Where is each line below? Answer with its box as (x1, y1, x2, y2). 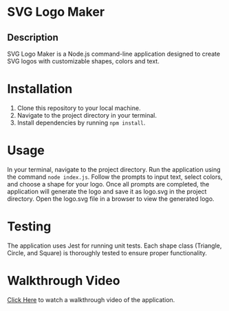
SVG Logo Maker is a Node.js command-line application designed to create (7, 50, 221, 58)
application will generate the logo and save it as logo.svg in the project (7, 187, 207, 195)
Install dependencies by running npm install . (17, 118, 146, 127)
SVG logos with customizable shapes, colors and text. (7, 57, 160, 65)
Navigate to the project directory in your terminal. (17, 111, 157, 119)
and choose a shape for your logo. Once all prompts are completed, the (7, 180, 210, 188)
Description (7, 32, 58, 43)
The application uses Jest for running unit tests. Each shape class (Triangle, (7, 242, 222, 250)
